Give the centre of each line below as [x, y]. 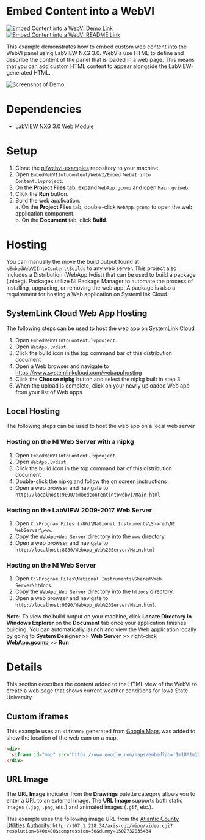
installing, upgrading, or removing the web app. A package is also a [91, 287]
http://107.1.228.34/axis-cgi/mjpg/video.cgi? [113, 826]
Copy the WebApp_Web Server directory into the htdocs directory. [95, 591]
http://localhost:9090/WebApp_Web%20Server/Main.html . [86, 605]
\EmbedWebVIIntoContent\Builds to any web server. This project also [92, 268]
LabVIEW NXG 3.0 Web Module [54, 126]
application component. [45, 213]
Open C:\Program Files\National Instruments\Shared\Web [88, 579]
